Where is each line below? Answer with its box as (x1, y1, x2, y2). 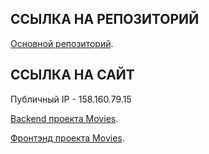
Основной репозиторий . (10, 37, 114, 49)
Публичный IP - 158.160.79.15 (10, 93, 132, 105)
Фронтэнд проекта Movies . (10, 132, 125, 144)
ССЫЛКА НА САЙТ (10, 67, 135, 84)
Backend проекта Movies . (10, 112, 119, 124)
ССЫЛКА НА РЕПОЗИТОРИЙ (10, 11, 200, 28)
